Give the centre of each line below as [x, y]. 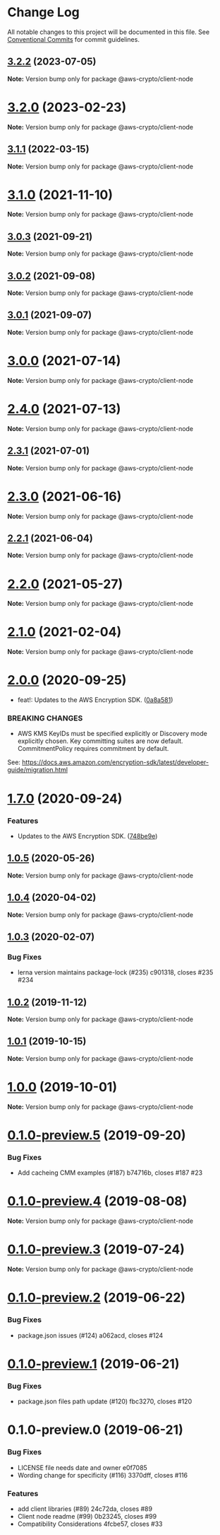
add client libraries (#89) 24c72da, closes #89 [85, 1509]
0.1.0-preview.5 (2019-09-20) [97, 1135]
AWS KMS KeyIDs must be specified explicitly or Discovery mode [112, 734]
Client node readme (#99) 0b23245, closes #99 [87, 1516]
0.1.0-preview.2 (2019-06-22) [96, 1298]
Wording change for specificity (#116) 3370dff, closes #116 [103, 1475]
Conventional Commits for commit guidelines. [73, 39]
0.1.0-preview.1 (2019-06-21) [93, 1364]
